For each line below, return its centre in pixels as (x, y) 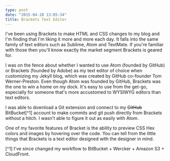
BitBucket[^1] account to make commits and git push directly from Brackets (84, 113)
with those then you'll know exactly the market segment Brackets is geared (84, 50)
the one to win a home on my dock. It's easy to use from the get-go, (76, 87)
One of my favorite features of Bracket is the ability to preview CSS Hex (80, 128)
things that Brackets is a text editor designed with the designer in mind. (80, 139)
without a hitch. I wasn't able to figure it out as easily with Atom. (72, 118)
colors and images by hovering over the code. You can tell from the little (80, 134)
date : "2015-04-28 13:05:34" (36, 15)
